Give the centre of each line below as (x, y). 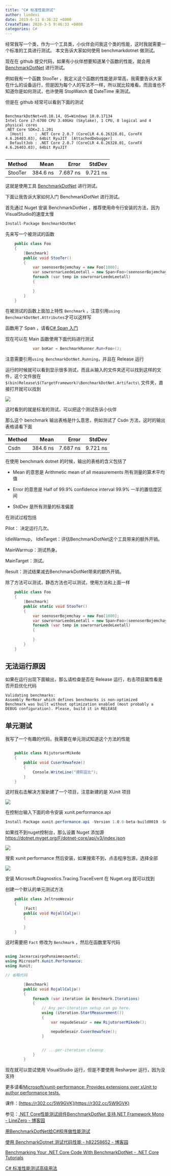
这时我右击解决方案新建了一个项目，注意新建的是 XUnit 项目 (68, 792)
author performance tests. (33, 1093)
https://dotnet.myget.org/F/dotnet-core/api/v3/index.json (65, 838)
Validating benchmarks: (31, 696)
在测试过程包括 (21, 518)
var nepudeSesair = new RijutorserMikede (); (98, 1022)
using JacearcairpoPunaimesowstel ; (43, 957)
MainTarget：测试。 (26, 561)
